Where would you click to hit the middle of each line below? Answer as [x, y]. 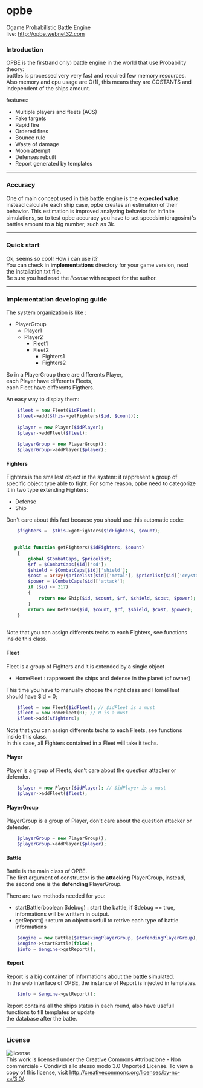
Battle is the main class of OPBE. [47, 871]
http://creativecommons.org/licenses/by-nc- [124, 1073]
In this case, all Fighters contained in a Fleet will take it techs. [82, 743]
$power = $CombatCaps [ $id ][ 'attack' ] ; [77, 582]
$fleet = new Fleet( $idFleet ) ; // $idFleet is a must [86, 707]
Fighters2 [54, 363]
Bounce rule [30, 138]
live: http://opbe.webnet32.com [46, 33]
